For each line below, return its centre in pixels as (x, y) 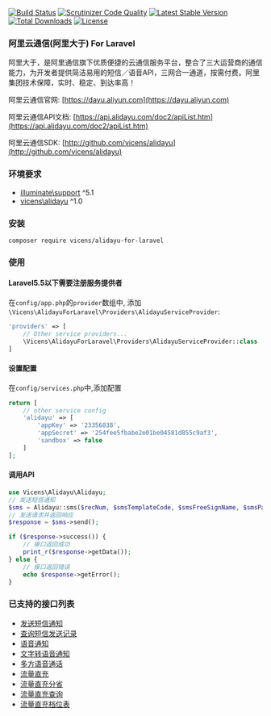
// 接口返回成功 (46, 545)
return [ (23, 403)
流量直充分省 (41, 684)
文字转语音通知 (45, 653)
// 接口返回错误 (46, 567)
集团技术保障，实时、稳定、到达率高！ (72, 83)
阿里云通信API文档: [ (42, 117)
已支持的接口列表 (42, 604)
